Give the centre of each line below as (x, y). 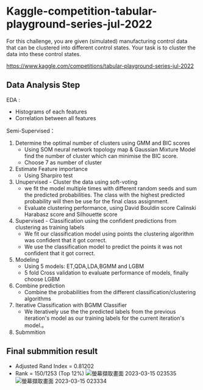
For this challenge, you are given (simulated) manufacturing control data (97, 41)
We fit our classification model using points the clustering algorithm (109, 234)
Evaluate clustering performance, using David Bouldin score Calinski (110, 208)
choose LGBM (42, 279)
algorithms (38, 298)
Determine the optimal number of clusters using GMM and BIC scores (102, 143)
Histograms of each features (51, 112)
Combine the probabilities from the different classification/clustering (110, 292)
